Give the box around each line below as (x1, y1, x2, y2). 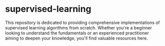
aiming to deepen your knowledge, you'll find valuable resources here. (5, 35, 148, 41)
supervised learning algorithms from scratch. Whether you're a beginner (5, 24, 152, 30)
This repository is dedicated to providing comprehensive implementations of (5, 20, 160, 25)
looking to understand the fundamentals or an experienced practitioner (5, 30, 149, 36)
